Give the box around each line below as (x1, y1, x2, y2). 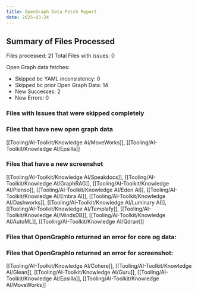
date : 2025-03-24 (6, 14, 49, 20)
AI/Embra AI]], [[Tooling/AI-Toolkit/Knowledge (53, 192, 166, 200)
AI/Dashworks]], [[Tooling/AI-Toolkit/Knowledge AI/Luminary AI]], (6, 199, 166, 206)
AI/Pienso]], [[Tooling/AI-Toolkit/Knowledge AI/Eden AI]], (6, 186, 146, 193)
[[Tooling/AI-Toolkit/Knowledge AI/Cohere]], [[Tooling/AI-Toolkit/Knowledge (6, 262, 192, 270)
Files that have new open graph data (6, 125, 114, 134)
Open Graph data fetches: (6, 64, 70, 71)
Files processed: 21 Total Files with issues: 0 (6, 52, 115, 60)
